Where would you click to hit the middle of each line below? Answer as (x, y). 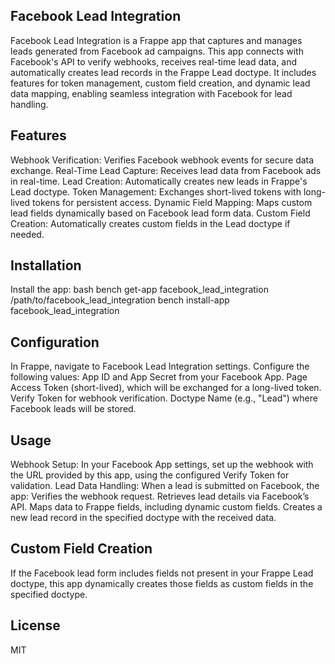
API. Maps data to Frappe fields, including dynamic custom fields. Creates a (166, 507)
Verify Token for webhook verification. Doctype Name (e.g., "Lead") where (164, 398)
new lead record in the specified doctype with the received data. (143, 518)
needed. (27, 234)
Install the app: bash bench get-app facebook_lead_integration (139, 290)
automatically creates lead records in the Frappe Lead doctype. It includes (163, 72)
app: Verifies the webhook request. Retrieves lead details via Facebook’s (160, 496)
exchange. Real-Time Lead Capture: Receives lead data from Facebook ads (166, 170)
